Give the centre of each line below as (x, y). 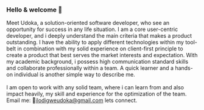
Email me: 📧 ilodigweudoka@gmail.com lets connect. (72, 100)
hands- (184, 68)
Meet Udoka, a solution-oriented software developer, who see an (88, 23)
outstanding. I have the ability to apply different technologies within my (95, 43)
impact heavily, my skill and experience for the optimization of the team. (97, 94)
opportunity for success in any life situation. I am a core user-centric (92, 29)
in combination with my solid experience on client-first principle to (100, 49)
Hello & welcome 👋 (34, 10)
